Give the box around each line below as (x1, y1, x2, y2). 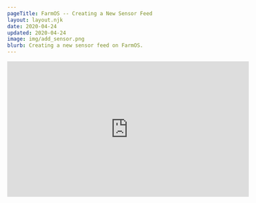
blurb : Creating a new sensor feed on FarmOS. (7, 42, 144, 49)
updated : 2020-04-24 (7, 29, 67, 36)
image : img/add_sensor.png (7, 36, 85, 43)
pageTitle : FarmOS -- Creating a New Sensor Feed (7, 10, 153, 17)
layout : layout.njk (7, 17, 63, 23)
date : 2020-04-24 (7, 23, 57, 30)
